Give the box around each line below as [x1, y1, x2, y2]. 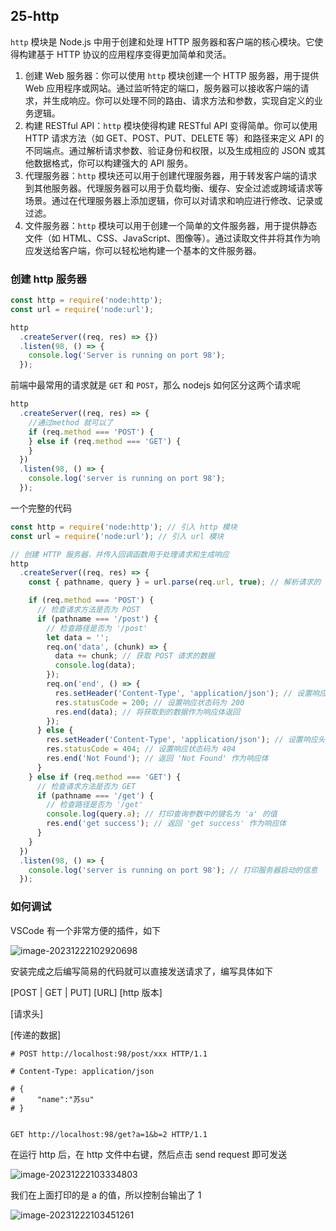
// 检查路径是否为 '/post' [46, 623, 148, 633]
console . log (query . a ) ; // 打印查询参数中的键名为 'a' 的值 [46, 809, 278, 819]
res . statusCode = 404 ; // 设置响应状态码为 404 [46, 744, 237, 754]
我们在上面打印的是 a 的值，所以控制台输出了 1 [10, 1189, 202, 1201]
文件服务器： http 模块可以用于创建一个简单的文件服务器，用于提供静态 [24, 219, 318, 231]
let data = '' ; [46, 632, 110, 643]
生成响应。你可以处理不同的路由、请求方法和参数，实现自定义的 [51, 94, 315, 106]
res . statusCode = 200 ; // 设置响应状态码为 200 [54, 697, 245, 708]
